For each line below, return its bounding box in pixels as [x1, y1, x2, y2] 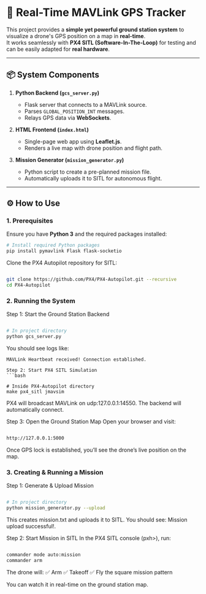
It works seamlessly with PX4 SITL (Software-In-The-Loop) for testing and [6, 39, 196, 46]
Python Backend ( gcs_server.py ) [15, 89, 100, 96]
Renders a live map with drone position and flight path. [24, 144, 162, 152]
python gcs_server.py [6, 334, 62, 340]
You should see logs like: [6, 344, 69, 352]
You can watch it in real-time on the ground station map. [6, 580, 148, 588]
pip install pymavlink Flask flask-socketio [6, 248, 122, 254]
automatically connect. [6, 406, 64, 413]
